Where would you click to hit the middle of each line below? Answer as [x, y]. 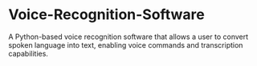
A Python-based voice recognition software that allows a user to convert [128, 37]
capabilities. [28, 53]
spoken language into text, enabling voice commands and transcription [126, 45]
